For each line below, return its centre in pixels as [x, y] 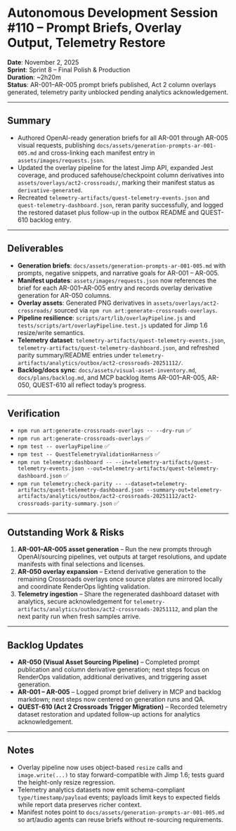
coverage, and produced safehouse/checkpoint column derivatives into [121, 175]
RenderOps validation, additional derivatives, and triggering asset [112, 677]
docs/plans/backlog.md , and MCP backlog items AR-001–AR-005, [112, 377]
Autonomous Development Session [113, 13]
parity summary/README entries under [74, 355]
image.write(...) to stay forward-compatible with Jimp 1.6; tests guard [121, 775]
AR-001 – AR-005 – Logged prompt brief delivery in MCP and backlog [119, 692]
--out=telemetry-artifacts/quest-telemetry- [153, 469]
